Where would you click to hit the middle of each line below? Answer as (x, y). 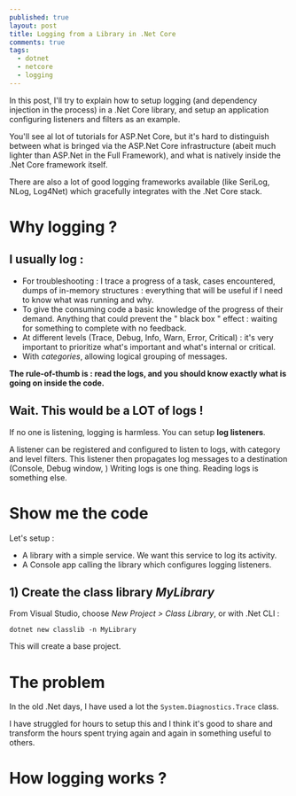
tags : (19, 51)
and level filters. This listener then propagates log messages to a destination (148, 458)
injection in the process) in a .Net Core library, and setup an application (139, 109)
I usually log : (47, 259)
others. (22, 743)
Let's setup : (32, 538)
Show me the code (79, 513)
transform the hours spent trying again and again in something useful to (140, 733)
